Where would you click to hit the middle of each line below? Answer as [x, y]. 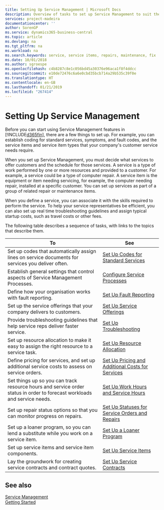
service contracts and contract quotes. [52, 468]
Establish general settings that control [51, 272]
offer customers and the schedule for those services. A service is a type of [80, 165]
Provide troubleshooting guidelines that [52, 320]
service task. [22, 353]
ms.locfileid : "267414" [29, 92]
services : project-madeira [32, 19]
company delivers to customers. [44, 312]
